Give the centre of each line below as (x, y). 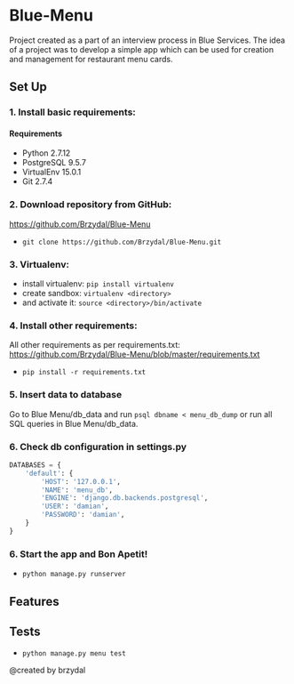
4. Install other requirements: (73, 326)
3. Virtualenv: (39, 264)
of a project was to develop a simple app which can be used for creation (141, 49)
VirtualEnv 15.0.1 (52, 172)
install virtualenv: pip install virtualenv (98, 284)
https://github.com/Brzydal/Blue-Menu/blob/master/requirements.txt (135, 354)
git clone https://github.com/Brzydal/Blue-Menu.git (122, 242)
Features (34, 601)
